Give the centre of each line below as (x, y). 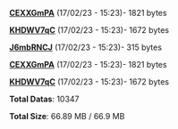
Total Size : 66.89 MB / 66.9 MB (67, 116)
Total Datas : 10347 (44, 99)
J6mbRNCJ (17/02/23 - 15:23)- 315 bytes (86, 47)
